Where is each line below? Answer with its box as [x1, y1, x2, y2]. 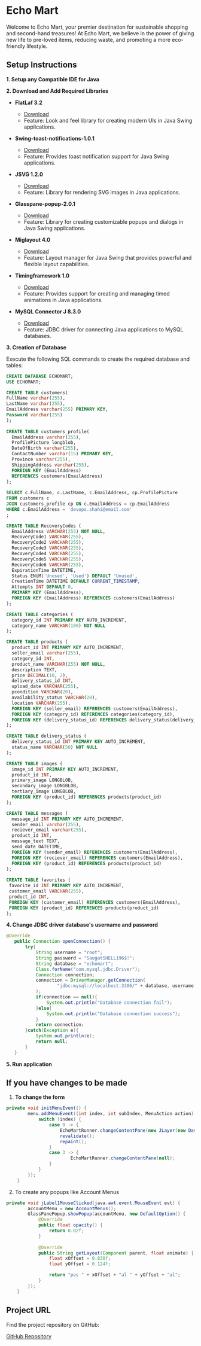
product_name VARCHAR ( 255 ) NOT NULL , [11, 661, 106, 667]
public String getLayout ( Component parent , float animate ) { [38, 1250, 194, 1256]
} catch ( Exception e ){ [25, 1027, 79, 1034]
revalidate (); [59, 1133, 95, 1139]
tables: [6, 361, 23, 369]
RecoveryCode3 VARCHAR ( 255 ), [11, 545, 84, 551]
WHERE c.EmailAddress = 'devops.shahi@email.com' [6, 506, 133, 512]
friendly [6, 42, 26, 50]
